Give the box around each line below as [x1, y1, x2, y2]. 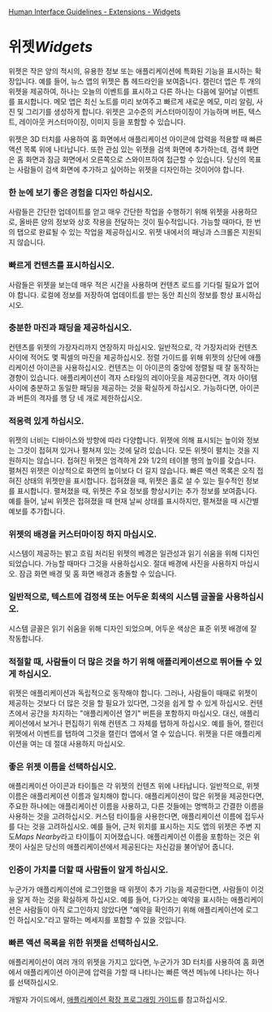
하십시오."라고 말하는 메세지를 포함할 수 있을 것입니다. [16, 915, 187, 924]
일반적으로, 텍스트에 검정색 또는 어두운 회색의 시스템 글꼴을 [8, 591, 224, 603]
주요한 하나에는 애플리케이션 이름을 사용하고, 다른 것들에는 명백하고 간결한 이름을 [8, 802, 265, 811]
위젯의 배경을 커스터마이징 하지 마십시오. [8, 529, 157, 540]
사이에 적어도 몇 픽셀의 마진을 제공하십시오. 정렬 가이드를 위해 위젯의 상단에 [8, 352, 247, 362]
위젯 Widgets [8, 38, 93, 56]
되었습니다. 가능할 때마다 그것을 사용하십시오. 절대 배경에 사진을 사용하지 [8, 559, 238, 569]
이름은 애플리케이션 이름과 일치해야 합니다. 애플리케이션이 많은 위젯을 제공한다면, [8, 791, 265, 801]
